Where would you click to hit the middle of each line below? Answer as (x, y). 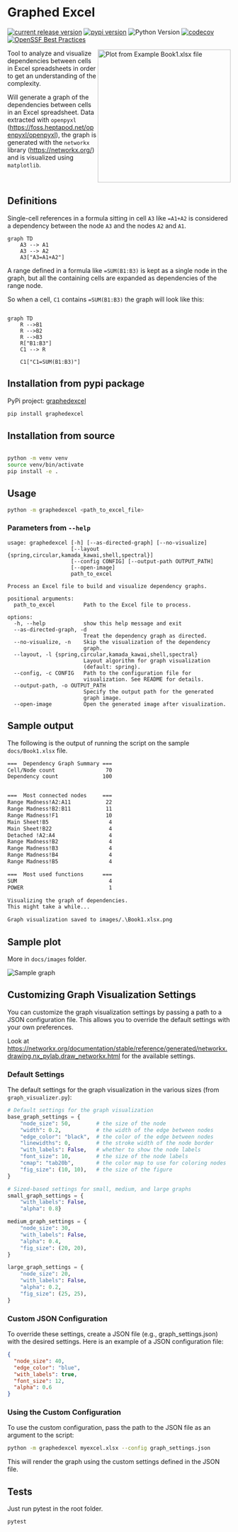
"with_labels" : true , (46, 1374)
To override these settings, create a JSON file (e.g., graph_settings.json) (113, 1334)
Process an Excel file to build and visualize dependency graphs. (107, 586)
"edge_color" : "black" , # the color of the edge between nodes (117, 1137)
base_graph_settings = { (44, 1117)
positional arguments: (41, 599)
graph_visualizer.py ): (40, 1097)
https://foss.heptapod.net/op (52, 127)
